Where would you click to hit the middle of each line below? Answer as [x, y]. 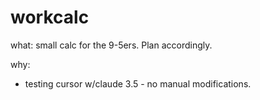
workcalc [50, 17]
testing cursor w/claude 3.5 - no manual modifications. [138, 83]
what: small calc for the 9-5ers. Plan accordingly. [111, 45]
